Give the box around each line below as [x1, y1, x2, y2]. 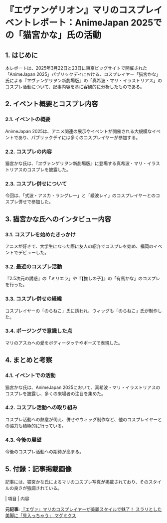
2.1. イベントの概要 [5, 116, 51, 123]
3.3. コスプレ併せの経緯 [5, 295, 62, 302]
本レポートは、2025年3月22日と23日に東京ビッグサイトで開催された [5, 65, 148, 71]
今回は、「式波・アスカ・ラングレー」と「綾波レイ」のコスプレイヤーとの [5, 192, 156, 198]
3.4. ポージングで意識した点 [5, 328, 72, 335]
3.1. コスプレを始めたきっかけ [5, 231, 76, 238]
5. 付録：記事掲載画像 [5, 465, 72, 473]
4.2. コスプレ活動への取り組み [5, 404, 78, 411]
